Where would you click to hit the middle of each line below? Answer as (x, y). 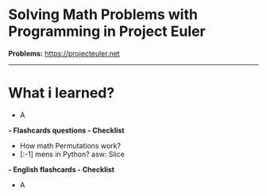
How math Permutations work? (70, 145)
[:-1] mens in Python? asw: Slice (72, 154)
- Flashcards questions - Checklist (66, 130)
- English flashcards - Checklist (62, 169)
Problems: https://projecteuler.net (64, 53)
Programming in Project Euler (107, 31)
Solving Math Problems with (103, 15)
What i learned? (62, 93)
